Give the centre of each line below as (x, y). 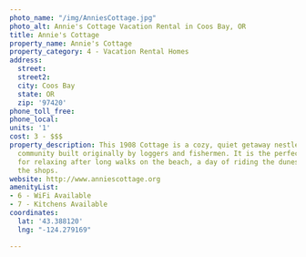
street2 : (34, 77)
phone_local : (34, 119)
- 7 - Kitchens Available (58, 205)
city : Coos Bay (46, 86)
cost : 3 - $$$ (36, 137)
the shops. (38, 170)
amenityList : (34, 188)
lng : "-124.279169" (55, 230)
